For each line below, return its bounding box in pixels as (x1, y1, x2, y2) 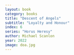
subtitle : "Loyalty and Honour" (5, 20, 70, 25)
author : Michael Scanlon (5, 34, 55, 39)
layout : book (5, 7, 31, 12)
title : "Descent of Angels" (5, 16, 62, 21)
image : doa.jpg (5, 43, 36, 47)
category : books (5, 11, 37, 16)
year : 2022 (5, 38, 27, 43)
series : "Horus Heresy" (5, 29, 53, 34)
